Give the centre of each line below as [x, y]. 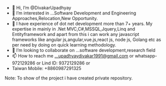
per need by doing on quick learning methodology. [64, 45]
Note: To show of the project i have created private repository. [69, 78]
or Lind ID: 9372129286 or [63, 63]
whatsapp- [146, 56]
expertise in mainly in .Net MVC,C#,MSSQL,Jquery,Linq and [73, 29]
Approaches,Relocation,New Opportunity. [55, 18]
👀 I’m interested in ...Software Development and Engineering [74, 13]
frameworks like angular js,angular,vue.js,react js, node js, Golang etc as [86, 39]
